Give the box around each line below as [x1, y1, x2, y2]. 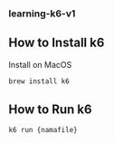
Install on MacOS [8, 59, 72, 70]
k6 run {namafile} [8, 126, 78, 135]
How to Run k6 [8, 102, 92, 117]
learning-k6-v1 [8, 7, 76, 20]
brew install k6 [8, 76, 70, 86]
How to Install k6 [8, 35, 105, 51]
